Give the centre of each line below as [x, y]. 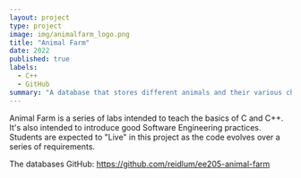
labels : [24, 68]
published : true [39, 59]
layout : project [39, 17]
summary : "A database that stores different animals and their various [146, 92]
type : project [36, 26]
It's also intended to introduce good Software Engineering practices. [135, 127]
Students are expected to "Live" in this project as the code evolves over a [145, 137]
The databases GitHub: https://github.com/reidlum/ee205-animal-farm [140, 164]
